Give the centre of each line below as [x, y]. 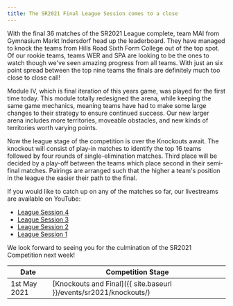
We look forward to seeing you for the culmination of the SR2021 [100, 247]
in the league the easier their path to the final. [72, 178]
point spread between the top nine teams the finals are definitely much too [114, 70]
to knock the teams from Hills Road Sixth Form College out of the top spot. [113, 48]
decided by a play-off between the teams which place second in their [106, 163]
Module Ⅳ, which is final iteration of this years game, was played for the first [116, 91]
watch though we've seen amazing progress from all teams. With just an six [115, 62]
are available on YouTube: [44, 199]
